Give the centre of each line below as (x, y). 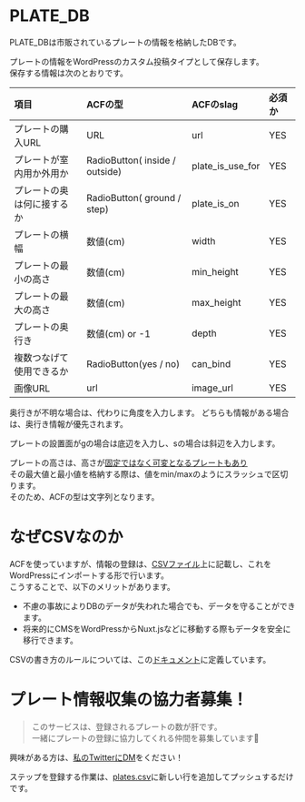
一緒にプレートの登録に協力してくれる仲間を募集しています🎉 (145, 737)
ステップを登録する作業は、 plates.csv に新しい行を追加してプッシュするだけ (152, 777)
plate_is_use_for (226, 166)
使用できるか (41, 371)
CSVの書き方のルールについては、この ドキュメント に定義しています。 (140, 659)
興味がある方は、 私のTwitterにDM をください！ (97, 757)
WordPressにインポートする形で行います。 (89, 575)
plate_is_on (216, 203)
